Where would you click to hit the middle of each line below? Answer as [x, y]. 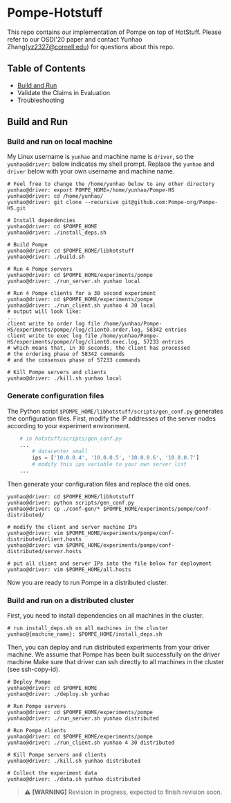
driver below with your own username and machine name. [91, 171]
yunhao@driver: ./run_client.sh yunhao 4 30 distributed [91, 743]
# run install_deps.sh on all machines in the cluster [88, 628]
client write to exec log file [52, 336]
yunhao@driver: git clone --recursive [63, 203]
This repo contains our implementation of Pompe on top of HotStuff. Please [114, 32]
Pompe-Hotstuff [55, 13]
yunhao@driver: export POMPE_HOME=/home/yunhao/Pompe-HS [91, 190]
